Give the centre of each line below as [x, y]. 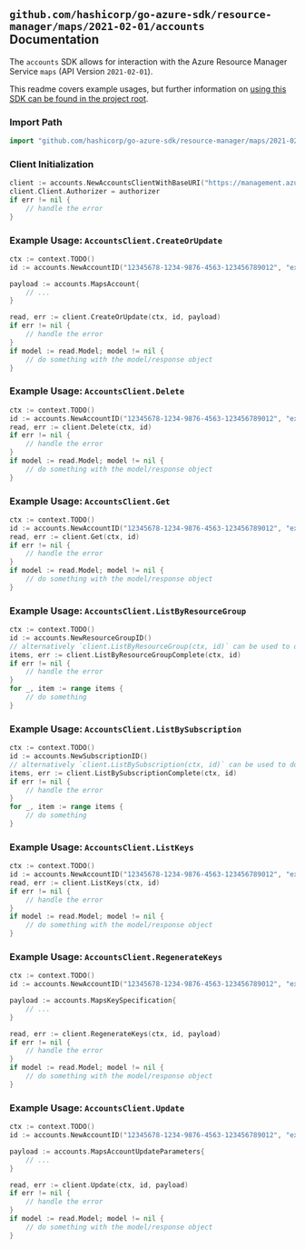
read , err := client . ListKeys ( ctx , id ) [85, 883]
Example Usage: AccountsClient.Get [90, 501]
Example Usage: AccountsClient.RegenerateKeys [116, 956]
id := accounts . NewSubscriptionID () [79, 756]
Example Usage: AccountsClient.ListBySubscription [126, 729]
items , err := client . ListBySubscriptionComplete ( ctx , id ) [123, 773]
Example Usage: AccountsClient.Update [97, 1107]
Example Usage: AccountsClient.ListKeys [102, 847]
